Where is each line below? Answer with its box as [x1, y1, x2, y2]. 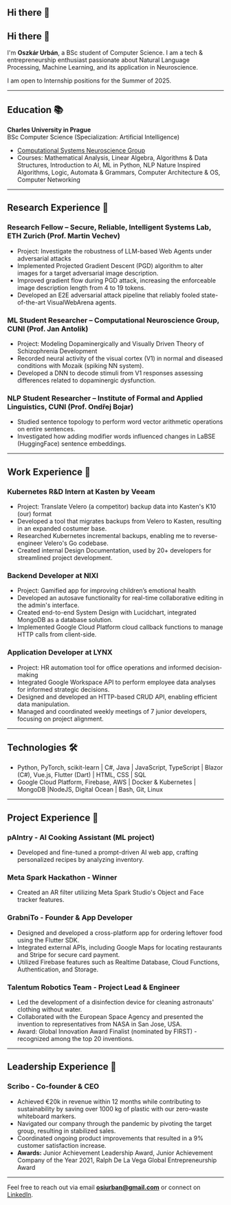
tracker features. [16, 896, 65, 904]
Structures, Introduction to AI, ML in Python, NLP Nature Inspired [16, 161, 201, 169]
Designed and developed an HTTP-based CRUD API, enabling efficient [16, 692, 218, 701]
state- [201, 291, 219, 299]
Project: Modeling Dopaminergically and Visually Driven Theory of [16, 340, 204, 348]
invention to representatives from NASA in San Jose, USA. [16, 1020, 182, 1028]
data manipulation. [16, 700, 70, 708]
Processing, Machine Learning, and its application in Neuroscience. [7, 63, 198, 72]
